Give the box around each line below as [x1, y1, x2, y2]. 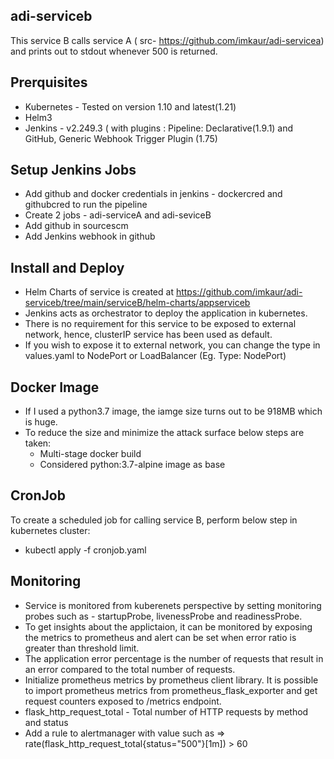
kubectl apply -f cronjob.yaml [24, 544, 147, 556]
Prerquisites [10, 74, 88, 91]
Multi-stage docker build [39, 448, 142, 460]
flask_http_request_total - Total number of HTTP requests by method [24, 705, 309, 718]
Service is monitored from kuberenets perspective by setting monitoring [24, 599, 322, 611]
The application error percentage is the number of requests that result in [24, 652, 324, 664]
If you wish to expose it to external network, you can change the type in [24, 339, 321, 351]
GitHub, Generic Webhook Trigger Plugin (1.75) [24, 132, 218, 144]
